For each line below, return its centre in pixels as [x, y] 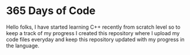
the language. [23, 46]
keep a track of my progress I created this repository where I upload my [93, 33]
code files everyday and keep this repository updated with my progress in [95, 39]
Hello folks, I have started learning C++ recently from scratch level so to [93, 27]
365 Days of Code [51, 11]
